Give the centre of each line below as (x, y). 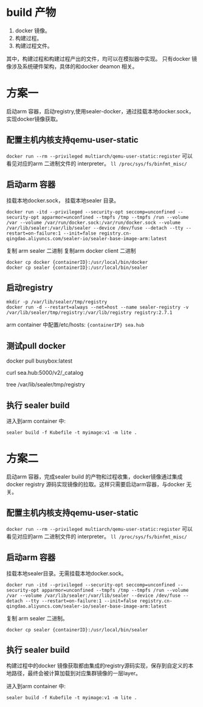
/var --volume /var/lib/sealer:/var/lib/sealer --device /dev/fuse (94, 595)
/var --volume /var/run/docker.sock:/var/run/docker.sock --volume (94, 222)
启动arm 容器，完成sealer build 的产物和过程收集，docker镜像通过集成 (95, 477)
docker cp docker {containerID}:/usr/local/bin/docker (77, 262)
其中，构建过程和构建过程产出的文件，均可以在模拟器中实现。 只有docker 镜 (102, 59)
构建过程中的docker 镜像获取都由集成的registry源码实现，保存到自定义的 (97, 666)
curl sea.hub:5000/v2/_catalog (45, 373)
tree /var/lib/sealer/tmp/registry (46, 385)
